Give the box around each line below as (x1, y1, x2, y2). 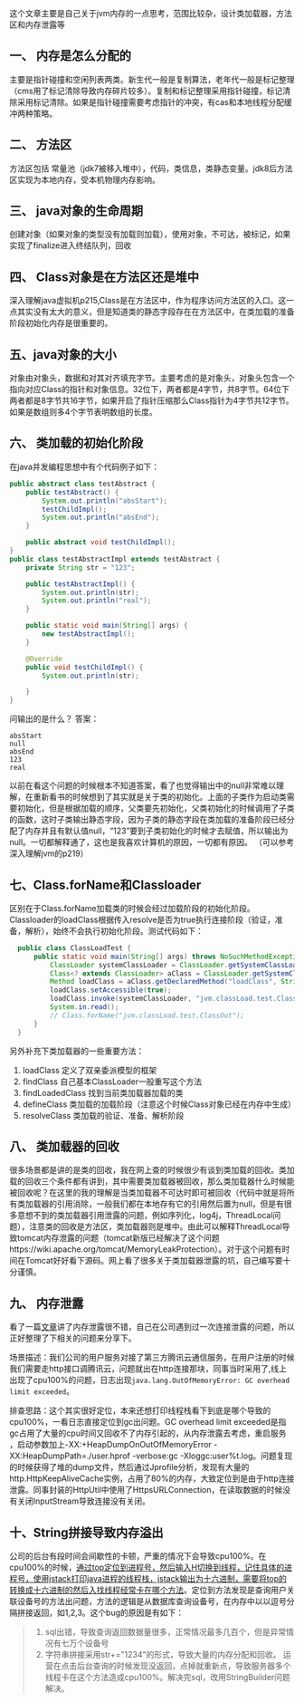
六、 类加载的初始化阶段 (9, 436, 143, 451)
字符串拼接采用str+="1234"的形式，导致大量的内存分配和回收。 (44, 1649, 281, 1659)
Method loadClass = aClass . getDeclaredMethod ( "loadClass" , (49, 977, 278, 986)
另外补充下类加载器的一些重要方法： (9, 1045, 145, 1056)
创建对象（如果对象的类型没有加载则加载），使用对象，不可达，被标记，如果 (9, 229, 291, 240)
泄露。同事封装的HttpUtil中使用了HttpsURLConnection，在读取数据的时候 (9, 1485, 283, 1495)
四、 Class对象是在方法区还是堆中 (9, 269, 199, 284)
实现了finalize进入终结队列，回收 (9, 240, 132, 251)
